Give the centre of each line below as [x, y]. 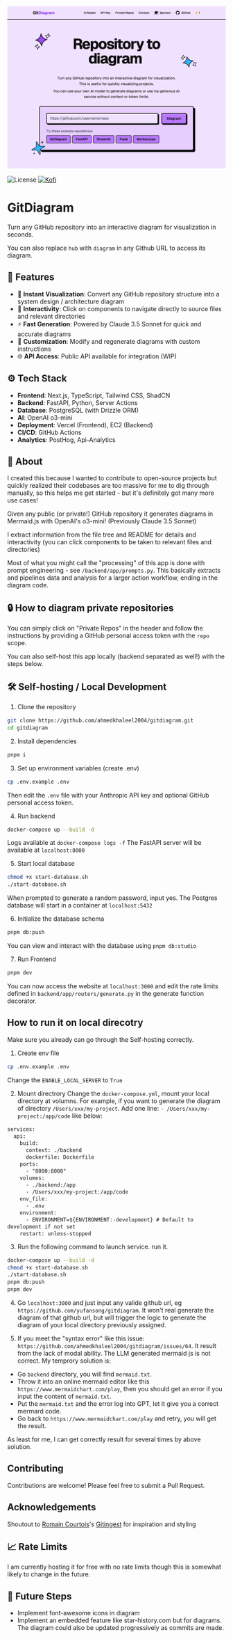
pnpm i [17, 754]
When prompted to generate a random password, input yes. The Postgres [112, 898]
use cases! [23, 500]
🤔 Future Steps [40, 1596]
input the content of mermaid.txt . [64, 1396]
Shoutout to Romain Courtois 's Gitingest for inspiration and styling [102, 1524]
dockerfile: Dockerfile [60, 1157]
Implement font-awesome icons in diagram [78, 1613]
